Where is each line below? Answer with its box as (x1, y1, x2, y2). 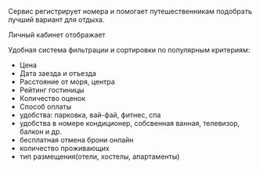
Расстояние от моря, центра (19, 77, 115, 86)
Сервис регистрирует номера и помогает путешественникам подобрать (8, 7, 253, 16)
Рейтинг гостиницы (19, 85, 85, 95)
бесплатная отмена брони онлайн (19, 135, 134, 144)
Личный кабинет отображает (8, 31, 106, 39)
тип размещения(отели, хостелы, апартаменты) (19, 152, 180, 161)
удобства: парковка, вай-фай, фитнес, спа (19, 110, 161, 120)
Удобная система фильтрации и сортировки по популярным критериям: (8, 45, 251, 54)
